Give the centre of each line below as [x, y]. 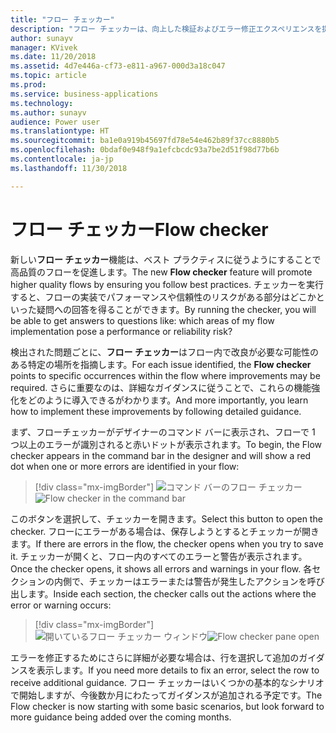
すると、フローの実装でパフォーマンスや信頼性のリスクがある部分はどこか [163, 297]
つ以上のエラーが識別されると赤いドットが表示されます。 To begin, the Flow [166, 444]
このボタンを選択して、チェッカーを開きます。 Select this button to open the [166, 518]
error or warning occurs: [61, 605]
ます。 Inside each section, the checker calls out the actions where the [172, 593]
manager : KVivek [44, 47]
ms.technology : [42, 103]
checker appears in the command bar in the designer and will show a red [161, 455]
